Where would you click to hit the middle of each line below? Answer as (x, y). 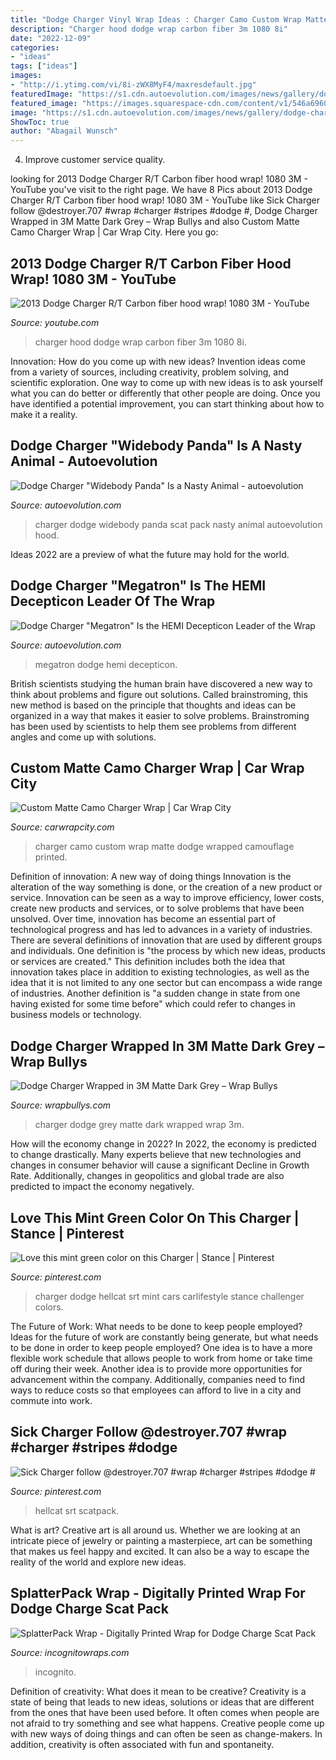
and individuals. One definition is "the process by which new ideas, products (168, 951)
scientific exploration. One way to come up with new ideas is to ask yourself (167, 382)
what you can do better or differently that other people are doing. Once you (165, 393)
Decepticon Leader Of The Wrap (113, 601)
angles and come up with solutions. (83, 737)
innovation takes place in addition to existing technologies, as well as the (160, 972)
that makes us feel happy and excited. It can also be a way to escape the (160, 1551)
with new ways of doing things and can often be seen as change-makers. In (166, 1733)
